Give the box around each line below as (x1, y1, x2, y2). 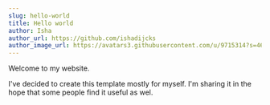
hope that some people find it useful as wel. (8, 87, 153, 97)
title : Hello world (8, 19, 74, 27)
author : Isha (8, 26, 52, 34)
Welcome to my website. (8, 63, 90, 73)
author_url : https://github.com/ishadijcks (8, 34, 157, 42)
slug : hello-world (8, 11, 70, 20)
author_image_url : (8, 42, 70, 50)
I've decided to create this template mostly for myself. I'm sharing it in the (8, 79, 252, 89)
